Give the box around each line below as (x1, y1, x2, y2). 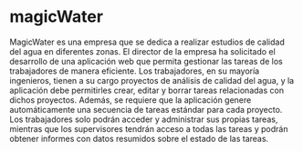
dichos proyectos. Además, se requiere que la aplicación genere (9, 94, 252, 106)
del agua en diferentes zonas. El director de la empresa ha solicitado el (9, 45, 276, 56)
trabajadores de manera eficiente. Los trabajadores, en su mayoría (9, 65, 260, 76)
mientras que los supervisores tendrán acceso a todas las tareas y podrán (9, 123, 288, 134)
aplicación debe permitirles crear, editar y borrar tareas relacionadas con (9, 85, 285, 96)
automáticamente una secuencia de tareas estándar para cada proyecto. (9, 104, 283, 115)
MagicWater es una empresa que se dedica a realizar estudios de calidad (9, 36, 285, 47)
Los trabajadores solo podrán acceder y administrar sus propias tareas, (9, 114, 278, 125)
